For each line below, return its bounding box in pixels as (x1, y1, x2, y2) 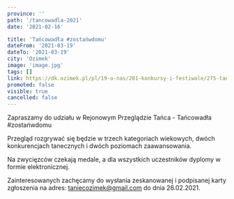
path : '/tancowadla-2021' (7, 17, 82, 24)
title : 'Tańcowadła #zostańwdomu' (7, 36, 108, 43)
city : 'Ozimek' (7, 55, 52, 63)
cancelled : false (7, 94, 58, 101)
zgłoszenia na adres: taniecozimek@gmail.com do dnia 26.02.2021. (7, 184, 201, 192)
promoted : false (7, 81, 54, 88)
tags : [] (7, 68, 33, 75)
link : (7, 75, 23, 82)
